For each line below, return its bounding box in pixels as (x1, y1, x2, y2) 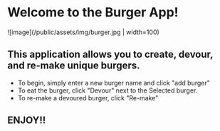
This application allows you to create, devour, (7, 48, 214, 61)
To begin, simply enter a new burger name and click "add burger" (17, 78, 210, 87)
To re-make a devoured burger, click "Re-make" (17, 93, 159, 102)
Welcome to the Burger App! (7, 4, 179, 21)
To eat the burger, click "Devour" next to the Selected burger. (17, 86, 198, 95)
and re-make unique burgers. (7, 60, 140, 72)
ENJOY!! (7, 115, 46, 127)
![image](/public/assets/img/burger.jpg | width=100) (7, 28, 160, 36)
